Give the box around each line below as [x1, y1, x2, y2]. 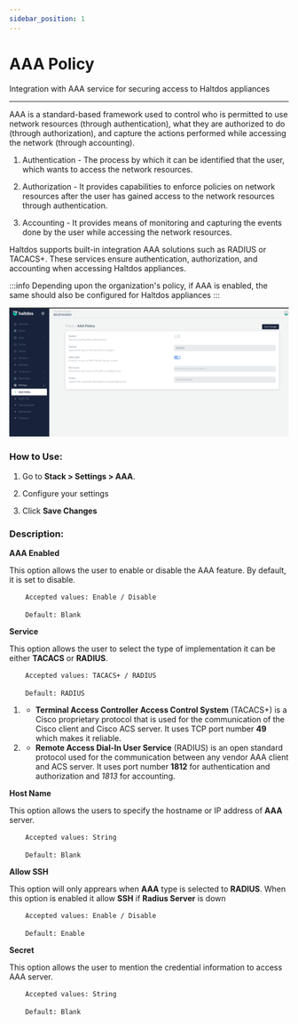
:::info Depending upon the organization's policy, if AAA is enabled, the [9, 280, 268, 291]
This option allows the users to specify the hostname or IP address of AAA [9, 805, 283, 816]
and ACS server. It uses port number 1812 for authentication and [35, 761, 271, 771]
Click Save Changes [21, 505, 98, 516]
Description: [9, 528, 64, 540]
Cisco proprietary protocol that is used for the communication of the [35, 714, 286, 724]
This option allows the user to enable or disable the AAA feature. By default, [9, 565, 286, 576]
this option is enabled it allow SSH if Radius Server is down [9, 892, 226, 903]
